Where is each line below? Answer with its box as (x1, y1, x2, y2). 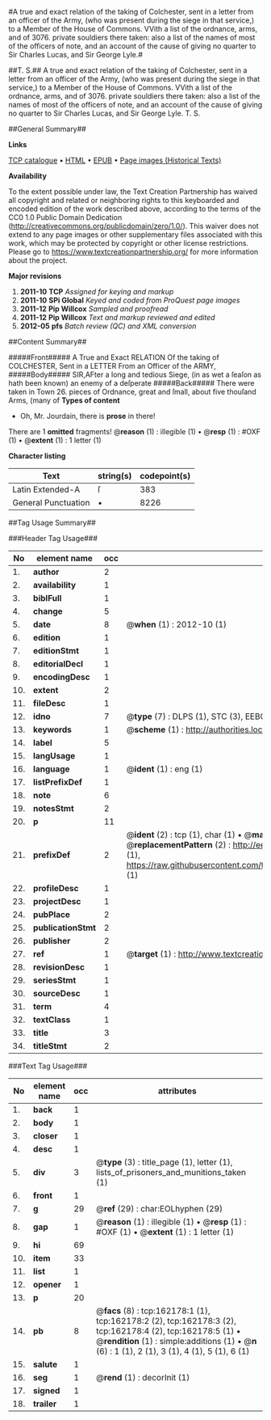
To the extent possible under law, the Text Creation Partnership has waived (8, 187, 258, 197)
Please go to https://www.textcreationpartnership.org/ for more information (8, 247, 259, 256)
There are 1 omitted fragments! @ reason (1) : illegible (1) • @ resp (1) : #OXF (8, 427, 261, 436)
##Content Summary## (8, 337, 87, 346)
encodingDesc (33, 671, 90, 683)
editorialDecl (33, 658, 83, 670)
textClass (33, 1014, 71, 1025)
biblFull (33, 593, 62, 603)
